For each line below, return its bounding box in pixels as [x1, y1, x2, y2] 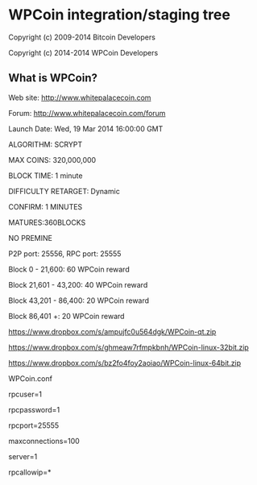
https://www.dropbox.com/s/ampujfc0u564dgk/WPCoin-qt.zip [8, 326, 217, 336]
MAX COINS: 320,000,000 [8, 155, 97, 164]
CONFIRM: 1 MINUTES [8, 201, 83, 211]
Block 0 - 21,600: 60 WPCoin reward [8, 264, 131, 274]
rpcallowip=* [8, 467, 52, 477]
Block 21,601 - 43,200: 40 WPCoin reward [8, 280, 148, 289]
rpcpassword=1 [8, 404, 60, 414]
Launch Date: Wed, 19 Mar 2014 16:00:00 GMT [8, 123, 164, 134]
